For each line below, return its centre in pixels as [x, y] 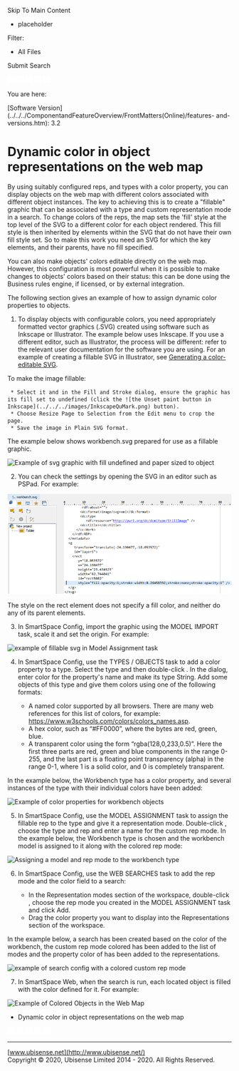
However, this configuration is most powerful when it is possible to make [114, 268]
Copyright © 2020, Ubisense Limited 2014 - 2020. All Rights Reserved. [111, 1060]
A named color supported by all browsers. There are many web [121, 706]
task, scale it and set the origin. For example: [83, 635]
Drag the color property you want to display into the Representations [129, 918]
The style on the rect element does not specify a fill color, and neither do [114, 605]
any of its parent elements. [47, 613]
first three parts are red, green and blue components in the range [124, 752]
